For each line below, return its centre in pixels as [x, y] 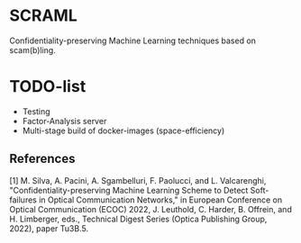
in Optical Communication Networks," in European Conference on [160, 200]
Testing [36, 111]
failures [23, 200]
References [42, 159]
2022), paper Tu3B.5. [49, 228]
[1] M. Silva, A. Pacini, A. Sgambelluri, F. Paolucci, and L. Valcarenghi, [138, 180]
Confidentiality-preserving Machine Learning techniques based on [133, 40]
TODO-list [48, 87]
